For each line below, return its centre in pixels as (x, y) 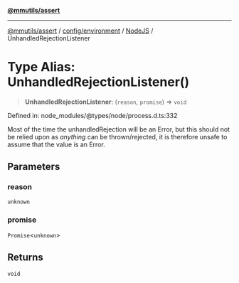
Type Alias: (42, 67)
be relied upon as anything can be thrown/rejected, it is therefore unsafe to (117, 137)
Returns (26, 258)
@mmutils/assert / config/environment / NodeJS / (80, 31)
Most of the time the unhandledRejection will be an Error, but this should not (118, 129)
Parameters (34, 167)
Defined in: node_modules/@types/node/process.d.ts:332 (92, 115)
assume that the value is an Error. (56, 144)
